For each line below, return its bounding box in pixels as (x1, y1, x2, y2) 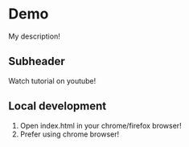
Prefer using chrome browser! (19, 129, 120, 139)
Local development (8, 100, 107, 113)
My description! (8, 31, 60, 41)
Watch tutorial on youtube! (8, 76, 97, 85)
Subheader (8, 55, 66, 68)
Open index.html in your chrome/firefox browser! (19, 120, 183, 130)
